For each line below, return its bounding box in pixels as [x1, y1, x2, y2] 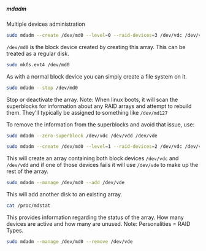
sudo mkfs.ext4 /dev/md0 [6, 61, 70, 68]
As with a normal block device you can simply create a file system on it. [6, 72, 187, 80]
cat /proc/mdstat [6, 203, 51, 209]
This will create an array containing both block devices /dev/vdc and [6, 155, 179, 162]
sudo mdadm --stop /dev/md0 [6, 85, 78, 91]
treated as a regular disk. [6, 50, 69, 57]
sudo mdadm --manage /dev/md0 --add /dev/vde [6, 180, 124, 186]
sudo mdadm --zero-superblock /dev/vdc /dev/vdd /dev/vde [6, 133, 158, 139]
